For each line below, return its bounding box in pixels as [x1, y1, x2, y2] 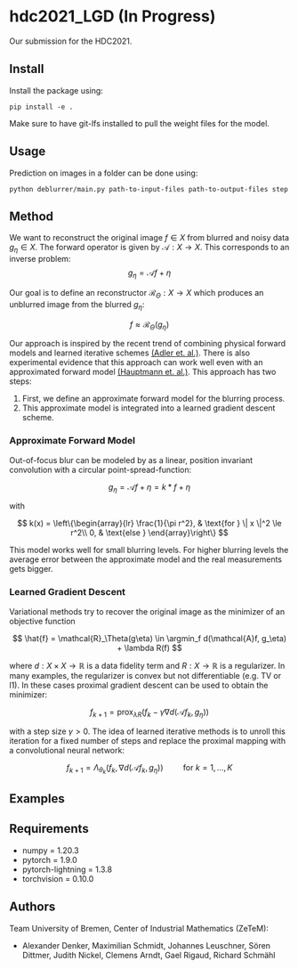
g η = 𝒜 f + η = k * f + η [108, 481, 191, 494]
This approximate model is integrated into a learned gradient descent [21, 403, 276, 413]
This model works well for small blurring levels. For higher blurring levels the [9, 545, 289, 556]
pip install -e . [9, 102, 74, 111]
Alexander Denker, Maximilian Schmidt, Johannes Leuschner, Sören [21, 940, 271, 950]
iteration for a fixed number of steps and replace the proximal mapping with [9, 735, 286, 745]
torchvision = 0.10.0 [21, 873, 94, 883]
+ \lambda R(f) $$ [117, 642, 182, 653]
